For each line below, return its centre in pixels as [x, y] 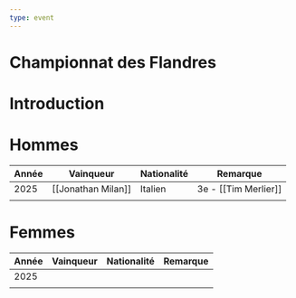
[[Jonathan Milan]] [91, 189]
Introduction [57, 104]
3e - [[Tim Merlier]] [239, 189]
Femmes [42, 233]
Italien [153, 189]
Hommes [44, 145]
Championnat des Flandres [113, 62]
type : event [32, 18]
